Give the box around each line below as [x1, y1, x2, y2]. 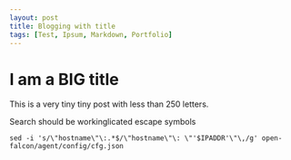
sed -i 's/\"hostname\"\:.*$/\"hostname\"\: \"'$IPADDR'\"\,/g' [9, 134, 258, 143]
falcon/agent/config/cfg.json [9, 142, 125, 151]
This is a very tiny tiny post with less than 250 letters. [9, 99, 209, 109]
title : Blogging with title [9, 22, 116, 31]
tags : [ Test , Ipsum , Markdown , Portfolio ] [9, 30, 173, 39]
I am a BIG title [9, 69, 120, 89]
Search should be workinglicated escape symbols [9, 117, 196, 127]
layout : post [9, 13, 59, 23]
